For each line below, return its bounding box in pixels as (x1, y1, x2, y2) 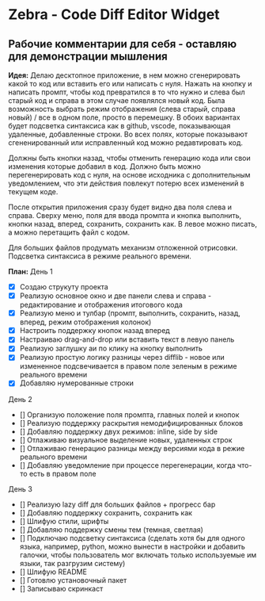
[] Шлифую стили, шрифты (19, 516, 109, 526)
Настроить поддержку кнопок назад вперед (19, 326, 170, 335)
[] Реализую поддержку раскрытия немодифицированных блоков (19, 418, 244, 427)
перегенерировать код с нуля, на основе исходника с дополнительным (8, 170, 251, 179)
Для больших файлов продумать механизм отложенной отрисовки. (8, 243, 238, 252)
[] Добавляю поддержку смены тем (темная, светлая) (19, 525, 204, 534)
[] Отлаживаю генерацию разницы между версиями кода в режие (19, 443, 245, 453)
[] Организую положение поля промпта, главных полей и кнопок (19, 410, 240, 419)
